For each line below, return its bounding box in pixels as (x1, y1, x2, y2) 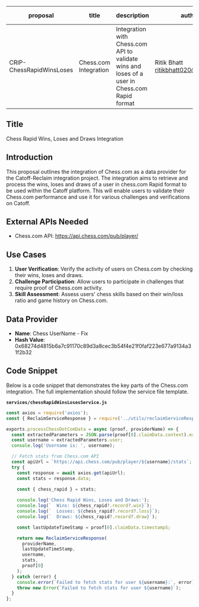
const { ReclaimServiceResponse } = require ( (6, 415, 120, 421)
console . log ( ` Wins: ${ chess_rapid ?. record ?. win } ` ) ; (17, 503, 152, 509)
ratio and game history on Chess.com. (14, 297, 108, 304)
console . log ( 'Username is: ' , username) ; (11, 443, 115, 449)
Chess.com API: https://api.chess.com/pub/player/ (14, 233, 139, 240)
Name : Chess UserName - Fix (14, 330, 88, 337)
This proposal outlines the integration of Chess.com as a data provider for (6, 168, 187, 175)
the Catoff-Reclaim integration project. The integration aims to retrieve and (6, 174, 188, 182)
